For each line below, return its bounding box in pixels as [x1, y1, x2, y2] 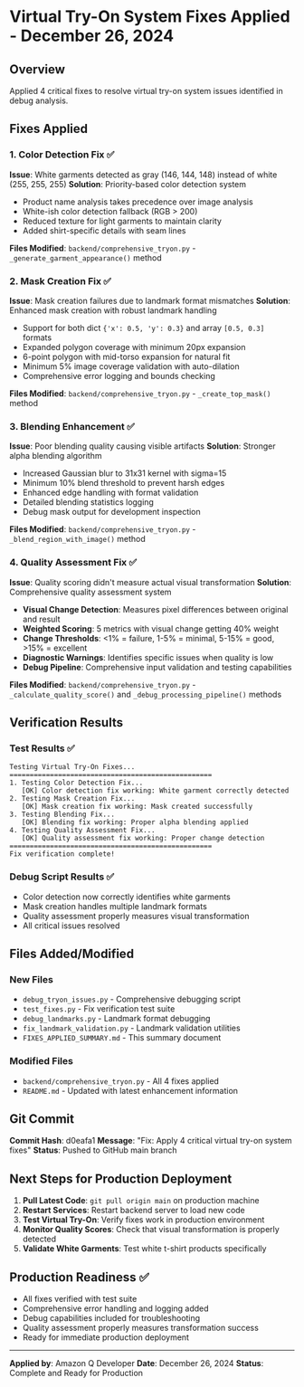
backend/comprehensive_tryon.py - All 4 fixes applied [22, 1075, 220, 1087]
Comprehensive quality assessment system [9, 586, 172, 597]
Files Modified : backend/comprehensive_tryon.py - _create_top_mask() [9, 387, 271, 399]
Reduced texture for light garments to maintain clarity [22, 215, 222, 226]
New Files [9, 973, 54, 985]
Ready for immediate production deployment [22, 1332, 190, 1343]
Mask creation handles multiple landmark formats [22, 900, 208, 911]
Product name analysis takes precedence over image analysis [22, 196, 253, 207]
